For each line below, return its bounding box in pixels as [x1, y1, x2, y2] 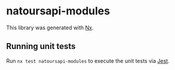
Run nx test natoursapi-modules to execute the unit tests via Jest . [6, 57, 170, 64]
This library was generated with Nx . [6, 24, 94, 31]
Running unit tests [6, 41, 76, 51]
